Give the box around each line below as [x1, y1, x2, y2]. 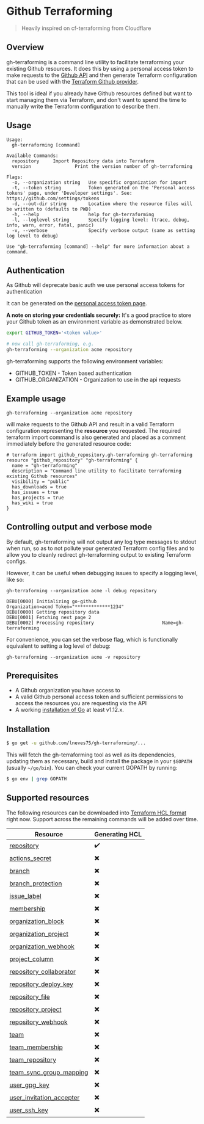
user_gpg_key [9, 1081, 50, 1089]
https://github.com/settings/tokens [6, 195, 100, 201]
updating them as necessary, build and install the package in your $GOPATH [6, 758, 192, 765]
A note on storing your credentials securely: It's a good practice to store [6, 311, 192, 319]
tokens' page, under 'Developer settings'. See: [6, 190, 133, 196]
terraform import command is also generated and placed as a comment [6, 433, 186, 441]
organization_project [9, 930, 69, 938]
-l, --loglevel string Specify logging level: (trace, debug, [12, 217, 190, 223]
